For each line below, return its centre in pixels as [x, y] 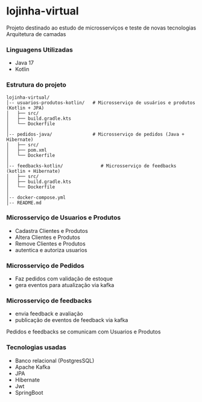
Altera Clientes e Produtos [47, 237]
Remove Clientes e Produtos [50, 243]
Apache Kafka [33, 367]
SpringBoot [29, 392]
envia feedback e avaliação [49, 314]
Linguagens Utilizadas [40, 49]
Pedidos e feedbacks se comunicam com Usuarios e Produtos [84, 332]
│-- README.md [24, 203]
